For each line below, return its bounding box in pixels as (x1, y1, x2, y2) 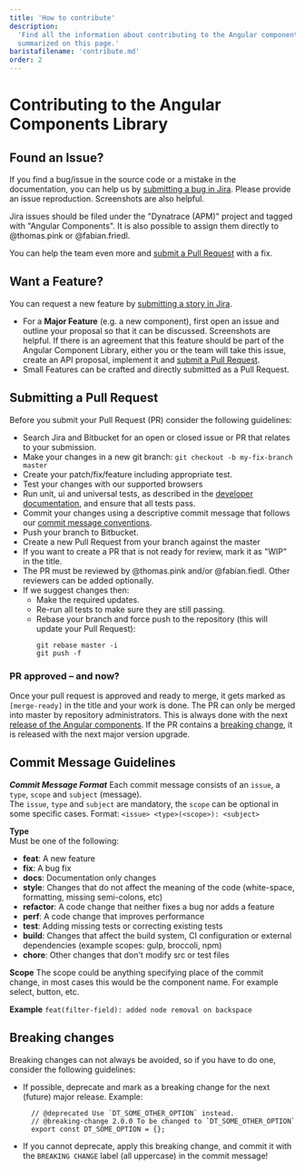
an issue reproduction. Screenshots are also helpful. (9, 193, 204, 204)
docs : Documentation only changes (22, 872, 157, 883)
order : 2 (9, 55, 43, 64)
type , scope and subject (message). (9, 789, 143, 800)
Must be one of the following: (9, 835, 120, 846)
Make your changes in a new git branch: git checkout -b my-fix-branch (22, 451, 293, 462)
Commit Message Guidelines (9, 755, 176, 771)
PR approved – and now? (9, 669, 120, 682)
